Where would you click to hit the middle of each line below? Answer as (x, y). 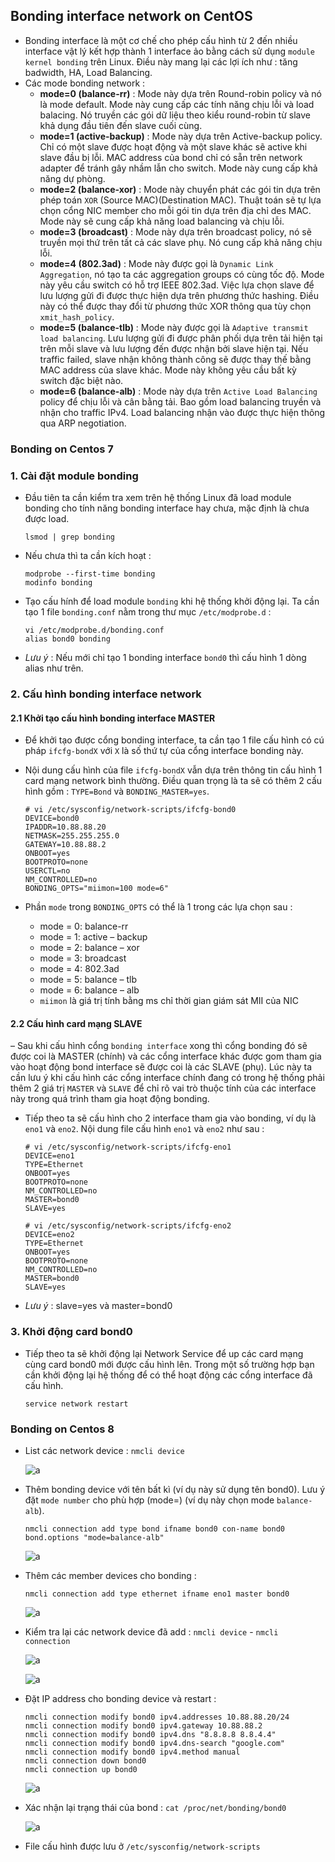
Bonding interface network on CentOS (131, 16)
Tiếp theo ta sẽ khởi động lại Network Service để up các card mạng (164, 1353)
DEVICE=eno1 (49, 1156)
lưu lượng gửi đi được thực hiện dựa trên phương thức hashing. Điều (179, 295)
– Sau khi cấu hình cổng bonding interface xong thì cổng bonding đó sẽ (159, 1046)
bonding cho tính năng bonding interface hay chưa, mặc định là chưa (167, 508)
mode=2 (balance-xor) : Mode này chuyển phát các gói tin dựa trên (180, 189)
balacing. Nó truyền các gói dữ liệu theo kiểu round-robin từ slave (175, 115)
